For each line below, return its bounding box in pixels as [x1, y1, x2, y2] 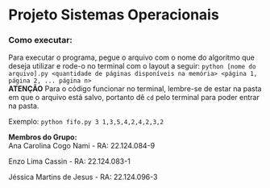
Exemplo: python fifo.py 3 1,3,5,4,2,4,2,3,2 [8, 117, 164, 127]
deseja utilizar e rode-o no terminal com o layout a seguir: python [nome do [8, 61, 256, 71]
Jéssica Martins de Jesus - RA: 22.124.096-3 [8, 172, 158, 182]
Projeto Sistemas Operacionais [8, 6, 219, 24]
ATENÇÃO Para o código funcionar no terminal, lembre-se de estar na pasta [8, 84, 262, 94]
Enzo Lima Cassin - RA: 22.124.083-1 [8, 157, 131, 166]
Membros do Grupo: [8, 132, 77, 142]
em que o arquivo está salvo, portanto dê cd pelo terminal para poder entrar [8, 93, 260, 102]
